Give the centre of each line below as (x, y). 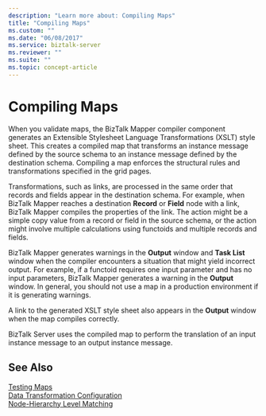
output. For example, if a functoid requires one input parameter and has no (130, 269)
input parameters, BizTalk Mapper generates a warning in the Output (121, 278)
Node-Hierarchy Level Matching (61, 403)
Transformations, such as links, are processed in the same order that (121, 186)
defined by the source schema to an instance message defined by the (123, 154)
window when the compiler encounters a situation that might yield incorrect (132, 261)
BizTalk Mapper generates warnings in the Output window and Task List (127, 252)
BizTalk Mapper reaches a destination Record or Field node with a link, (124, 203)
